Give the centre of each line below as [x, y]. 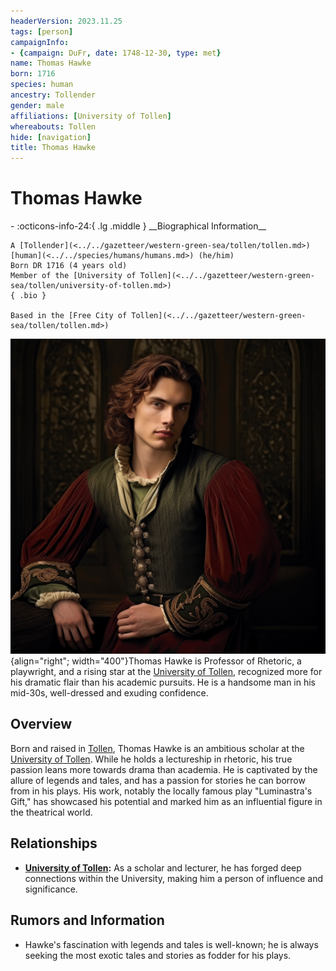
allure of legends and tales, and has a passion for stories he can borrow [158, 780]
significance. [51, 889]
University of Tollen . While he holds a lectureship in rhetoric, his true [151, 759]
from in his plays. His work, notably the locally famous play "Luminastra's [161, 791]
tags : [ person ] [42, 31]
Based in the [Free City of [69, 316]
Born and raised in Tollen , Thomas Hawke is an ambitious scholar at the [157, 748]
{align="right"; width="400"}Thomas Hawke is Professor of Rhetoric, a [156, 661]
